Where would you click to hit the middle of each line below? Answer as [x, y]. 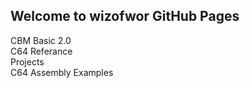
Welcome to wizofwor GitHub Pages [125, 16]
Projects [27, 61]
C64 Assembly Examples [62, 72]
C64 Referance [41, 51]
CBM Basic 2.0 [41, 40]
